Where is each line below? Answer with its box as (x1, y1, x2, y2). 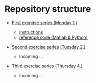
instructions (19, 29, 43, 35)
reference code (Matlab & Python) (19, 34, 88, 40)
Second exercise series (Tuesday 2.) (11, 44, 86, 50)
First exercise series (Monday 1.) (11, 20, 78, 26)
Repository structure (4, 3, 91, 15)
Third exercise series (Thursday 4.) (11, 63, 83, 69)
